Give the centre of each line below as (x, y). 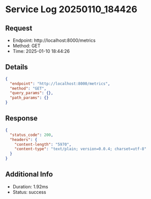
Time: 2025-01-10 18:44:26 (41, 51)
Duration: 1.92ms (30, 186)
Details (17, 67)
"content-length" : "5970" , (43, 144)
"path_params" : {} (29, 98)
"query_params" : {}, (32, 93)
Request (19, 28)
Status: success (29, 192)
